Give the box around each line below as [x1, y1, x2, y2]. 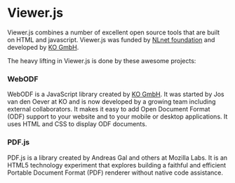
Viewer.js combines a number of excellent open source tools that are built [7, 28, 220, 36]
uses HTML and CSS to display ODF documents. [7, 120, 147, 128]
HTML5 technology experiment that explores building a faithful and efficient [7, 161, 227, 169]
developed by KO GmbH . [7, 43, 79, 51]
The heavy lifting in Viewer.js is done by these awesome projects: [7, 56, 196, 65]
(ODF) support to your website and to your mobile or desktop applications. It [7, 112, 228, 121]
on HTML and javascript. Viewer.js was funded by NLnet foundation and [7, 35, 215, 43]
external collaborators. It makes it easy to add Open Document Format [7, 105, 210, 114]
